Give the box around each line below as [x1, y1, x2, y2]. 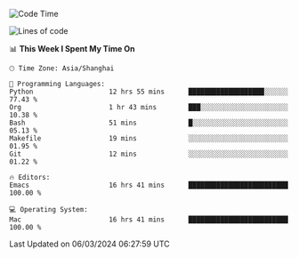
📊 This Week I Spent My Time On [9, 44, 135, 53]
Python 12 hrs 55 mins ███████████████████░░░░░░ [9, 87, 289, 96]
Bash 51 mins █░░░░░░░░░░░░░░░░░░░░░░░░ [9, 118, 289, 127]
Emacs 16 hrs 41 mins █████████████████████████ [9, 181, 289, 189]
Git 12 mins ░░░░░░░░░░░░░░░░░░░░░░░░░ [9, 149, 289, 158]
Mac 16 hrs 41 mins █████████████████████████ [9, 215, 289, 224]
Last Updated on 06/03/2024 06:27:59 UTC [9, 238, 171, 249]
